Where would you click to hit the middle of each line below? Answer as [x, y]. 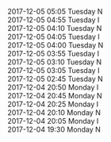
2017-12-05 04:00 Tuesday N [55, 45]
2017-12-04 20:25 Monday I [53, 104]
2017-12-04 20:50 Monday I [53, 87]
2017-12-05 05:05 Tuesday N [55, 12]
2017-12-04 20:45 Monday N [55, 96]
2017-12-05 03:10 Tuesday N [55, 62]
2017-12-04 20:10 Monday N [54, 113]
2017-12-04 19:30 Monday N [54, 129]
